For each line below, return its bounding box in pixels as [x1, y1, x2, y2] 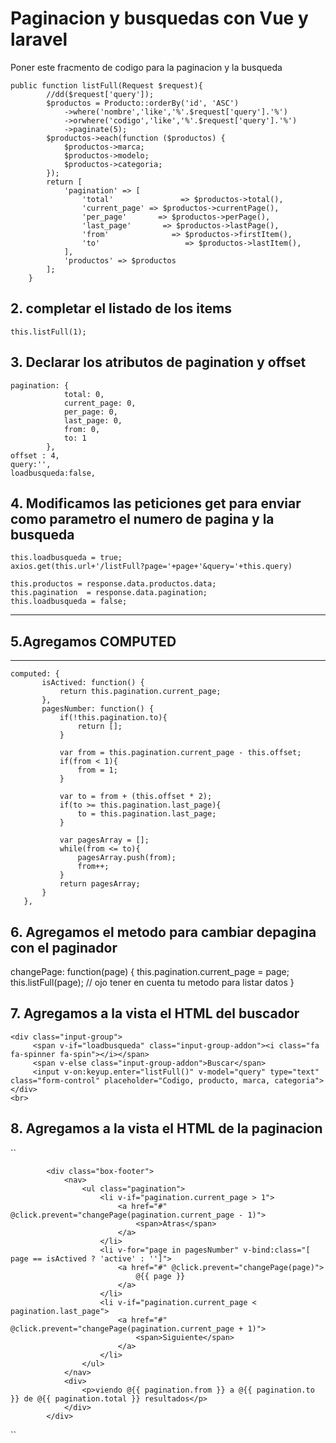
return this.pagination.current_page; [59, 687, 222, 697]
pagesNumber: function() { [41, 704, 155, 714]
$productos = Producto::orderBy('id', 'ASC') [46, 98, 240, 108]
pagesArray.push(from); [77, 853, 177, 863]
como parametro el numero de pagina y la [10, 510, 275, 527]
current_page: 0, [63, 398, 137, 408]
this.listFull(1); [10, 327, 87, 337]
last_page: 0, [63, 415, 123, 426]
